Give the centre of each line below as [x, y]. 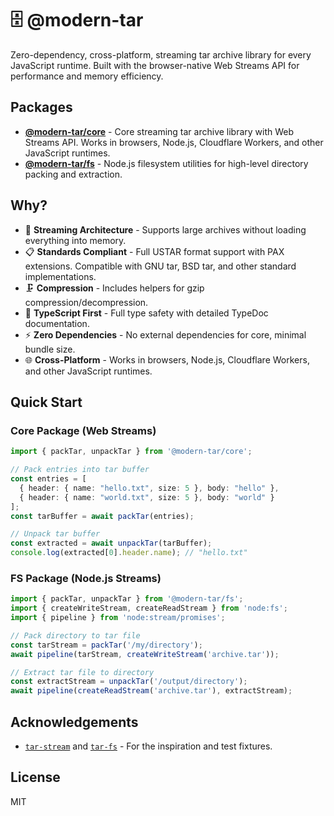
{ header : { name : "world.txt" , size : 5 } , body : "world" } [147, 497]
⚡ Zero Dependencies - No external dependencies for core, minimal [165, 334]
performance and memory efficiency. [87, 76]
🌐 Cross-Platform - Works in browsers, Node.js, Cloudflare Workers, [167, 359]
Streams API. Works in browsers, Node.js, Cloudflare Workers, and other [174, 142]
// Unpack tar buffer [55, 534]
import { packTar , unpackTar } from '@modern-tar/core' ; [131, 452]
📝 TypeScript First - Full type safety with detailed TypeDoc [146, 313]
